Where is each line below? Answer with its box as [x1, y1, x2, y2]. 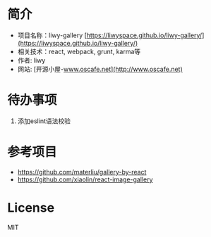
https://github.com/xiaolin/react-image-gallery [17, 175, 153, 184]
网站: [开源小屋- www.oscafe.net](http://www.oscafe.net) [17, 65, 183, 73]
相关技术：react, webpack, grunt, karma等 [17, 47, 141, 56]
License [7, 200, 55, 215]
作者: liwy [17, 56, 46, 64]
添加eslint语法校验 [17, 117, 71, 125]
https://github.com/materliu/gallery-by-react [17, 167, 147, 176]
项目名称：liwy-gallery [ [17, 31, 87, 39]
